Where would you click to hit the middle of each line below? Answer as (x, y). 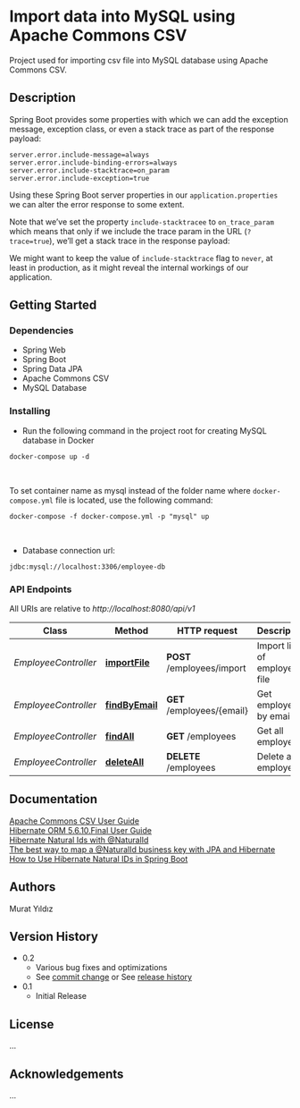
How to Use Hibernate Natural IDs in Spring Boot (99, 858)
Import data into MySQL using (122, 17)
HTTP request (208, 630)
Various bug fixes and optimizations (101, 968)
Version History (54, 937)
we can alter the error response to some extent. (97, 204)
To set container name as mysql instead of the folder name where (130, 490)
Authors (33, 887)
